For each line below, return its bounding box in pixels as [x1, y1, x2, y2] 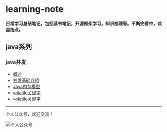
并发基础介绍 [12, 77, 39, 83]
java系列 [5, 43, 32, 51]
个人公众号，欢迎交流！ [5, 111, 54, 117]
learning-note [5, 3, 64, 15]
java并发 [5, 59, 26, 66]
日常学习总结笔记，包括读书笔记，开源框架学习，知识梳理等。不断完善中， [5, 20, 158, 26]
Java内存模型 [12, 83, 41, 89]
